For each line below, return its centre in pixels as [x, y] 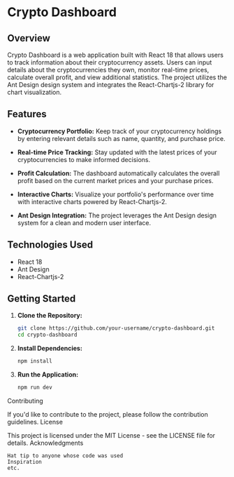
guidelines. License [35, 422]
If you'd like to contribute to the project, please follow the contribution [108, 414]
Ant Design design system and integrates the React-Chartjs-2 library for [111, 85]
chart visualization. [34, 92]
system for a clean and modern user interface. [84, 222]
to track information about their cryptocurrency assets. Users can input [110, 62]
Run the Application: [48, 375]
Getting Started [42, 299]
